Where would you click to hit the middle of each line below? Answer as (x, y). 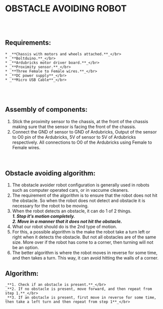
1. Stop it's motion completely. (44, 216)
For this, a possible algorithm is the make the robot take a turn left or (81, 232)
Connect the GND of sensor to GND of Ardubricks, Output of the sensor (84, 132)
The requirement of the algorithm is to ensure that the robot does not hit (85, 195)
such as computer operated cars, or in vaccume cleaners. (70, 190)
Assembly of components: (47, 110)
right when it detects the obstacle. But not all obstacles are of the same (84, 237)
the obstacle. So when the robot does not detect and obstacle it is (79, 201)
